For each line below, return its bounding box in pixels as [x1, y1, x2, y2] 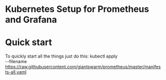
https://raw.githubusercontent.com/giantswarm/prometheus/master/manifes [5, 64, 161, 70]
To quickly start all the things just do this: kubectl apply [5, 53, 118, 59]
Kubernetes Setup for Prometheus [5, 3, 150, 15]
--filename [5, 59, 27, 65]
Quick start [5, 37, 52, 48]
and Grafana [5, 14, 57, 25]
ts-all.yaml [5, 69, 27, 75]
